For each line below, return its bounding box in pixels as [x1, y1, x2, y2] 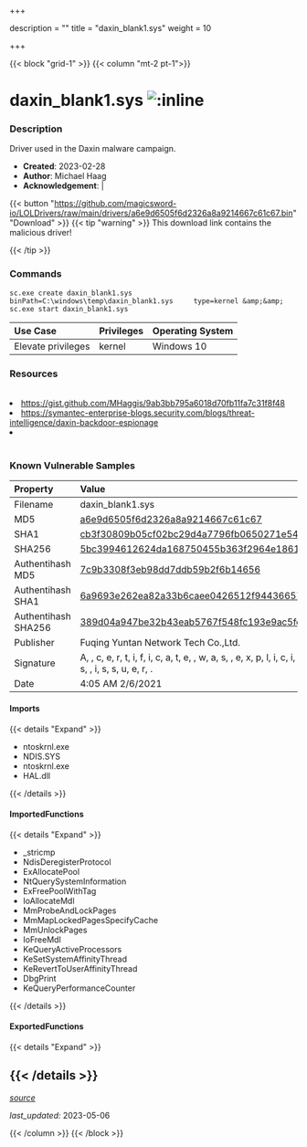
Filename [14, 499, 54, 511]
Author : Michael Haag [22, 171, 107, 182]
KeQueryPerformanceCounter [22, 983, 136, 994]
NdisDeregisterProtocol [22, 856, 111, 868]
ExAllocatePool [22, 866, 80, 877]
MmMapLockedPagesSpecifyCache [22, 914, 158, 925]
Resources [9, 367, 58, 380]
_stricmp [22, 847, 56, 858]
